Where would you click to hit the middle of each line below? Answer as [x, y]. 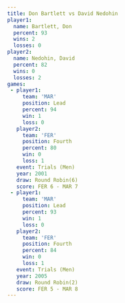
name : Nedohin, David [44, 59]
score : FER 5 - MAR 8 [47, 289]
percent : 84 [39, 251]
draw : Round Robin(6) [47, 180]
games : [16, 84]
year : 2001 [32, 174]
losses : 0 [27, 45]
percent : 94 [39, 109]
